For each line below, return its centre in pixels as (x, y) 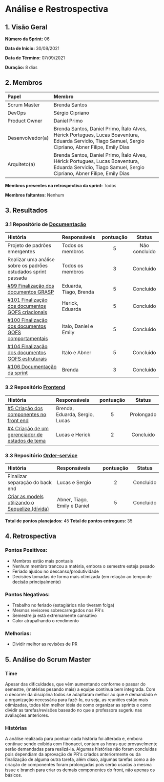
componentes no (27, 414)
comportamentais (28, 338)
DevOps (17, 113)
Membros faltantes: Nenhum (35, 195)
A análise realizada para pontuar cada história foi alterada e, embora (74, 739)
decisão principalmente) (36, 582)
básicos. (14, 775)
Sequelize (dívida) (28, 509)
